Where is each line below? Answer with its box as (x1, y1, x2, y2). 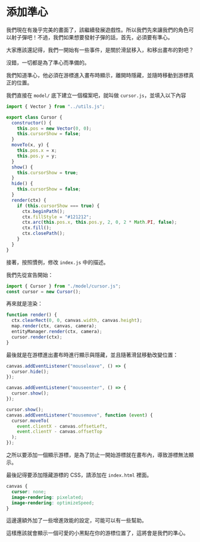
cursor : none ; (11, 488, 46, 494)
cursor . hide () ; (11, 368, 49, 375)
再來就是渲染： (6, 300, 43, 307)
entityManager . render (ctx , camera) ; (11, 328, 102, 335)
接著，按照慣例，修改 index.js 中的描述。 (6, 258, 109, 265)
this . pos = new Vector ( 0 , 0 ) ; (17, 126, 92, 131)
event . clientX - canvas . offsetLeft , (17, 423, 108, 429)
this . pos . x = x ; (17, 148, 58, 153)
